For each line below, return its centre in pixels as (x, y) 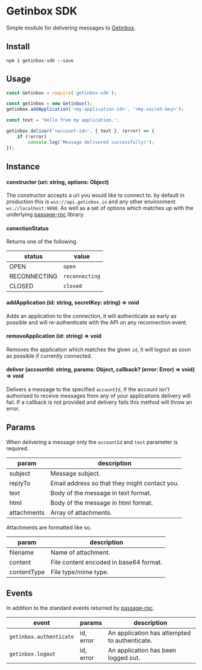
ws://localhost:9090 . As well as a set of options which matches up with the (100, 208)
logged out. (124, 657)
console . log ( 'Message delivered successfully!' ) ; (91, 142)
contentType (27, 572)
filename (22, 552)
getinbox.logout (32, 654)
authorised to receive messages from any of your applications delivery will (99, 395)
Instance (23, 166)
